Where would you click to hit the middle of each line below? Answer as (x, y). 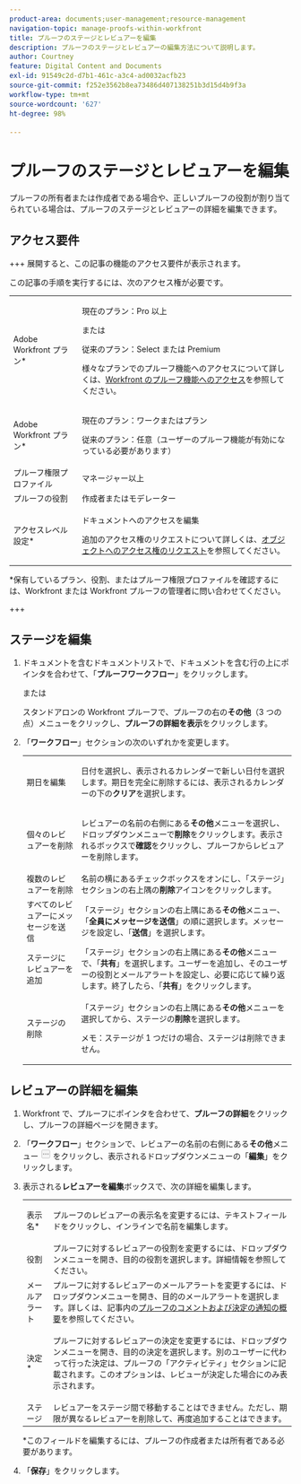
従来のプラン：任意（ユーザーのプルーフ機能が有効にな (184, 439)
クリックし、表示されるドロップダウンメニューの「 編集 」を (170, 1157)
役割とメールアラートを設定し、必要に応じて (179, 974)
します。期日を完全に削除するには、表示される (167, 781)
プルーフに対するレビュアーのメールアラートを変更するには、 (166, 1285)
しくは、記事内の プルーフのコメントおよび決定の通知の (177, 1307)
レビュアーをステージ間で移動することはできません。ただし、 (166, 1408)
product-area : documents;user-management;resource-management (128, 19)
